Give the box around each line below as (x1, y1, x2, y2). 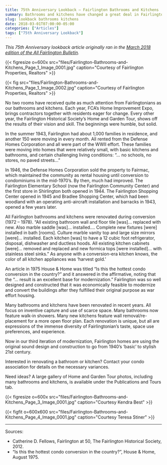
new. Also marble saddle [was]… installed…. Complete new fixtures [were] (5, 224, 158, 230)
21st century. (5, 349, 32, 355)
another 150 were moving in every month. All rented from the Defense (5, 136, 148, 142)
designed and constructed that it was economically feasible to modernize (5, 282, 156, 288)
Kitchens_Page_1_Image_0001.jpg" (5, 64, 76, 70)
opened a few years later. (5, 204, 57, 210)
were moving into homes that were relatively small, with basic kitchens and (5, 147, 159, 152)
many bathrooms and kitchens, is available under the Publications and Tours (5, 379, 162, 385)
